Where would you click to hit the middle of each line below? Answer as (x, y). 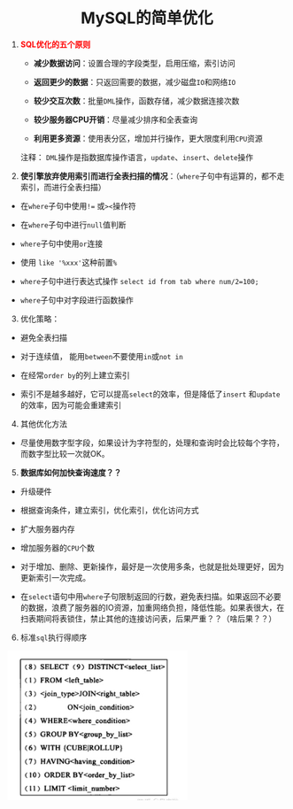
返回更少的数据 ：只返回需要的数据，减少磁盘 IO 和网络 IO (135, 81)
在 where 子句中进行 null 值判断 (73, 224)
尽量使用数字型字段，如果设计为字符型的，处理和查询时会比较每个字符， (152, 443)
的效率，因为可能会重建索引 (71, 404)
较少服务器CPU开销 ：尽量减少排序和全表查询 (116, 119)
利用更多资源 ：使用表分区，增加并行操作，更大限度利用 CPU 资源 (148, 138)
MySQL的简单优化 (147, 18)
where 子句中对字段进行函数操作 (77, 300)
